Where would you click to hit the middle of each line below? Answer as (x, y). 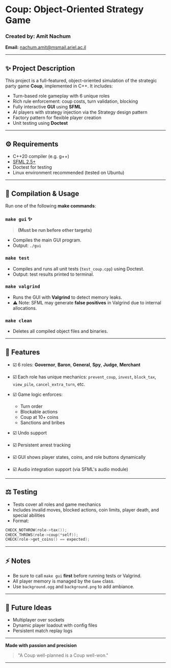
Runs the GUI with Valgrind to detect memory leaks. (67, 297)
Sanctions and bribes (42, 422)
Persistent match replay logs (42, 631)
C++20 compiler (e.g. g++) (41, 157)
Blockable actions (39, 411)
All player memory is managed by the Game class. (64, 581)
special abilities (29, 515)
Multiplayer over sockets (38, 619)
